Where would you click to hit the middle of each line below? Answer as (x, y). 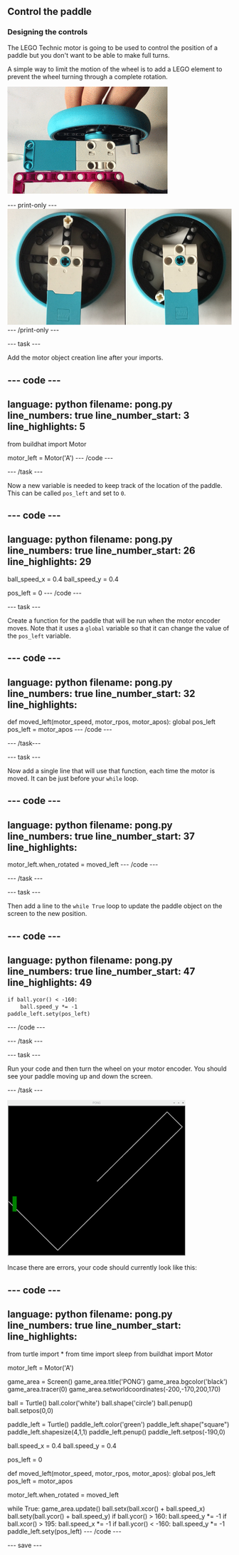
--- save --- (25, 1545)
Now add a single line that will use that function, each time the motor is (111, 771)
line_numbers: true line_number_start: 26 (101, 551)
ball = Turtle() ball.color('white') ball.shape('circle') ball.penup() (100, 1403)
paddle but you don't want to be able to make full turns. (89, 55)
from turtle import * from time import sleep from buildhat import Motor (110, 1354)
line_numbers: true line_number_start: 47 (101, 972)
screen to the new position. (47, 914)
